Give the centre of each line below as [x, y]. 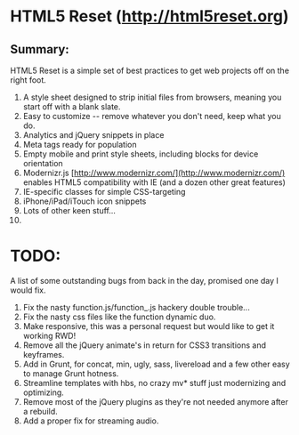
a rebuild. [40, 411]
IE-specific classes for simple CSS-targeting [104, 192]
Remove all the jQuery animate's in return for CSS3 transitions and [144, 345]
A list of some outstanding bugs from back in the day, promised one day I [145, 280]
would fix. [28, 290]
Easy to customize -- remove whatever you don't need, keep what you [152, 116]
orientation [43, 163]
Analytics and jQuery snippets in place [93, 135]
